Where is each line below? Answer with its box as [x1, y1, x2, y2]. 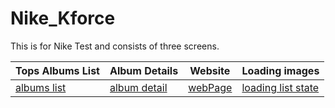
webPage [188, 80, 233, 94]
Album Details [109, 63, 179, 77]
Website [189, 63, 231, 77]
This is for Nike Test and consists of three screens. [10, 40, 220, 52]
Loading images [241, 63, 320, 77]
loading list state [241, 80, 320, 94]
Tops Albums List [15, 63, 100, 77]
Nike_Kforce [10, 7, 116, 30]
